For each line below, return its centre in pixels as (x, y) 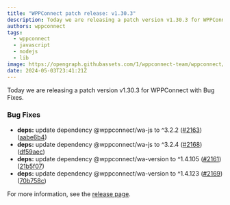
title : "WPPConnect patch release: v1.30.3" (72, 13)
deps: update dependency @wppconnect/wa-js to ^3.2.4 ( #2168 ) (110, 144)
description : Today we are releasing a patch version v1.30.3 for (104, 20)
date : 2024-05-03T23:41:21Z (47, 70)
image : (16, 64)
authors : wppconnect (37, 26)
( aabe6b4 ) (32, 137)
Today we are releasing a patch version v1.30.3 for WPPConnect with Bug (111, 90)
